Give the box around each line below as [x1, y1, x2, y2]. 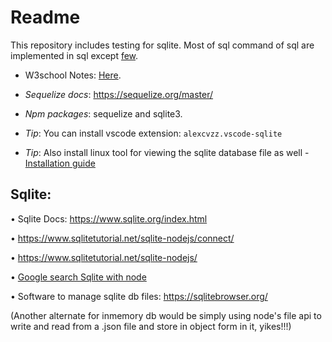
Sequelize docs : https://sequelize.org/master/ [24, 88, 214, 100]
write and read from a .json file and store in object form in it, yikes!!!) [10, 320, 292, 332]
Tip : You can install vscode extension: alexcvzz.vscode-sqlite [24, 127, 283, 139]
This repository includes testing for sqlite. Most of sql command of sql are [10, 39, 315, 51]
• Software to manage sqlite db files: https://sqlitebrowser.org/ [10, 290, 268, 302]
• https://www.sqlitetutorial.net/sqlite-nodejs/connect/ [10, 232, 235, 244]
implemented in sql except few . [10, 49, 139, 61]
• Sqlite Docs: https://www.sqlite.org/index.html [10, 212, 208, 225]
